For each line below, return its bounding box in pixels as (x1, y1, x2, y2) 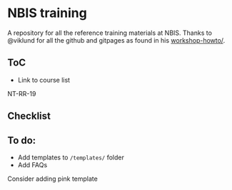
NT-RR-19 (7, 89, 36, 97)
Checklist (7, 110, 51, 122)
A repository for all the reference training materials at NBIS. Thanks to (7, 28, 213, 37)
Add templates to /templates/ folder (17, 153, 125, 162)
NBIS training (7, 5, 87, 21)
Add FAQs (17, 160, 48, 169)
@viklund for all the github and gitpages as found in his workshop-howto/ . (7, 36, 226, 44)
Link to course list (17, 75, 70, 84)
